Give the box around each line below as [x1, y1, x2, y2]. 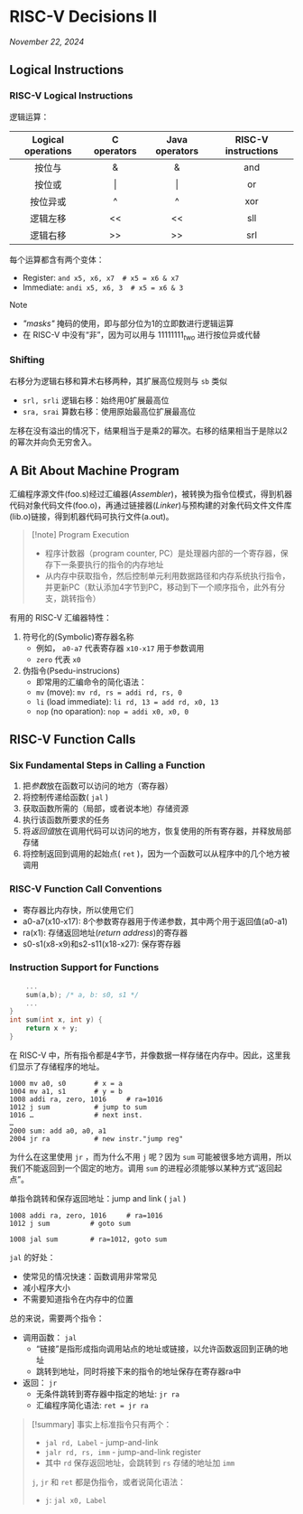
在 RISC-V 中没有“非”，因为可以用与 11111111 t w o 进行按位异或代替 [22, 329, 262, 342]
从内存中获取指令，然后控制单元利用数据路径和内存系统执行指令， [44, 570, 290, 581]
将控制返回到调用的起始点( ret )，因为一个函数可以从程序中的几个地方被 [22, 848, 290, 859]
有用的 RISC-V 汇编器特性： [9, 612, 113, 622]
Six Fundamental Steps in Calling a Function [9, 759, 206, 771]
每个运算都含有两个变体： [9, 254, 105, 265]
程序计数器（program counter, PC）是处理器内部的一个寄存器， [44, 547, 281, 558]
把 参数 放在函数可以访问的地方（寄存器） [22, 780, 173, 791]
